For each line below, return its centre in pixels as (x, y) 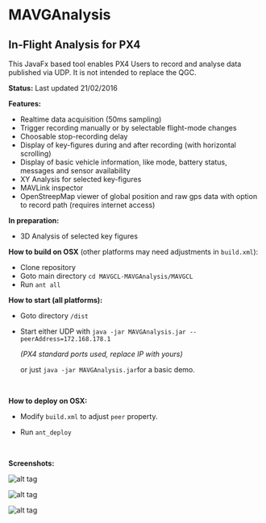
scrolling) (35, 154)
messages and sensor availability (75, 170)
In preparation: (34, 220)
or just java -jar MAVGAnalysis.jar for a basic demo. (108, 369)
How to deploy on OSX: (48, 401)
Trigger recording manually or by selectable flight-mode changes (128, 128)
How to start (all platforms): (56, 300)
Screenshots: (31, 463)
